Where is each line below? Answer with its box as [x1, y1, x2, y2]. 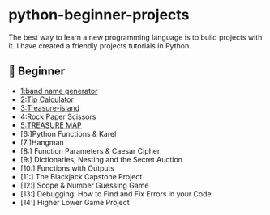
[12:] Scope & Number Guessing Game [19, 180, 149, 190]
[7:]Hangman [19, 137, 65, 147]
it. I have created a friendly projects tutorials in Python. [8, 40, 192, 50]
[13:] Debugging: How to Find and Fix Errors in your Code [19, 188, 212, 199]
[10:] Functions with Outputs [19, 163, 115, 173]
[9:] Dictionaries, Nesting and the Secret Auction [19, 154, 182, 164]
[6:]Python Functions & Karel [19, 129, 117, 138]
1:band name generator [19, 86, 98, 95]
